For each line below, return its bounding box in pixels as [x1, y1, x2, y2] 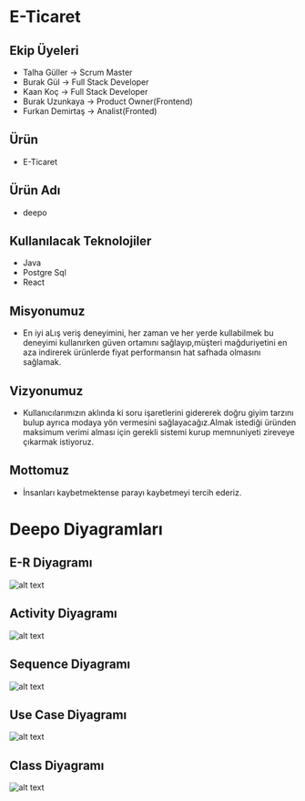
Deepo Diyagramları [9, 519, 164, 540]
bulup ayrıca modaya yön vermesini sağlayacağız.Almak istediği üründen [22, 417, 297, 428]
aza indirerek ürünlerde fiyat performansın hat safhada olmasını [22, 347, 261, 358]
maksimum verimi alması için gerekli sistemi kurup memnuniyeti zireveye [22, 427, 295, 438]
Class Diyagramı [9, 757, 105, 773]
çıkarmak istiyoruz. [22, 436, 95, 448]
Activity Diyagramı [9, 606, 118, 621]
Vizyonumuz [9, 383, 84, 399]
